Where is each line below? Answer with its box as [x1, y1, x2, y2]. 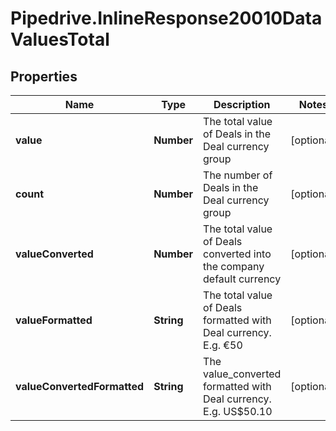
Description [213, 98, 271, 111]
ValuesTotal [10, 28, 110, 51]
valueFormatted [15, 313, 93, 327]
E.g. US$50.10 [203, 405, 273, 418]
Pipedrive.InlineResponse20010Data [10, 7, 323, 30]
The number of [203, 168, 273, 182]
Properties [10, 68, 78, 85]
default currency [203, 272, 282, 286]
